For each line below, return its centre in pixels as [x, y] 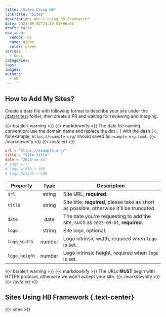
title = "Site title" [27, 155]
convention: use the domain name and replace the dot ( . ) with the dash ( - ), [82, 131]
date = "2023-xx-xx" [26, 160]
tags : [11, 65]
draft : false [19, 28]
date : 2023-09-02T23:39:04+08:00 [40, 24]
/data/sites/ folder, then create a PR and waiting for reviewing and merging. [82, 116]
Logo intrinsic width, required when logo [110, 238]
